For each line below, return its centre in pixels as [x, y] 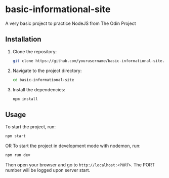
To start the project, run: [31, 127]
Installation [23, 39]
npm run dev [18, 155]
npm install [25, 99]
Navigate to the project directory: [47, 70]
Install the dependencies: [39, 89]
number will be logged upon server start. [48, 170]
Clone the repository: [35, 51]
